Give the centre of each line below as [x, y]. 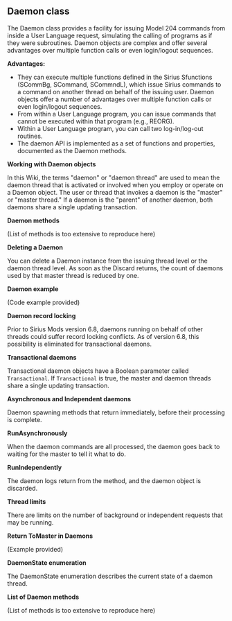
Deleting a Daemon [35, 247]
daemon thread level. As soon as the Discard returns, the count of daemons [115, 268]
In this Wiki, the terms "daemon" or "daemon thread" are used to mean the [114, 177]
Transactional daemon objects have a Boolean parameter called [98, 371]
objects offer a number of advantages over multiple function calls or [114, 99]
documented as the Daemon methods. [72, 150]
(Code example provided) [44, 302]
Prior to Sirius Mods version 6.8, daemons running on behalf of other [105, 329]
